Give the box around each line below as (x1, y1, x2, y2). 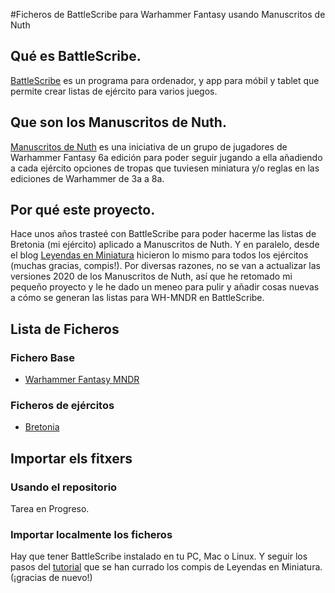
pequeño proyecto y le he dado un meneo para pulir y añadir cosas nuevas (10, 281, 320, 293)
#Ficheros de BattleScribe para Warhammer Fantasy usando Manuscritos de (10, 9, 326, 20)
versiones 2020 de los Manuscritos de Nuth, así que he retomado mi (10, 270, 293, 283)
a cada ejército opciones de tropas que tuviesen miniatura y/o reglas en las (10, 162, 320, 174)
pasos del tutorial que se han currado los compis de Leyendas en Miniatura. (10, 561, 323, 573)
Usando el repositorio (10, 480, 118, 494)
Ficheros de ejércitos (10, 399, 115, 413)
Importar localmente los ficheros (10, 528, 173, 542)
